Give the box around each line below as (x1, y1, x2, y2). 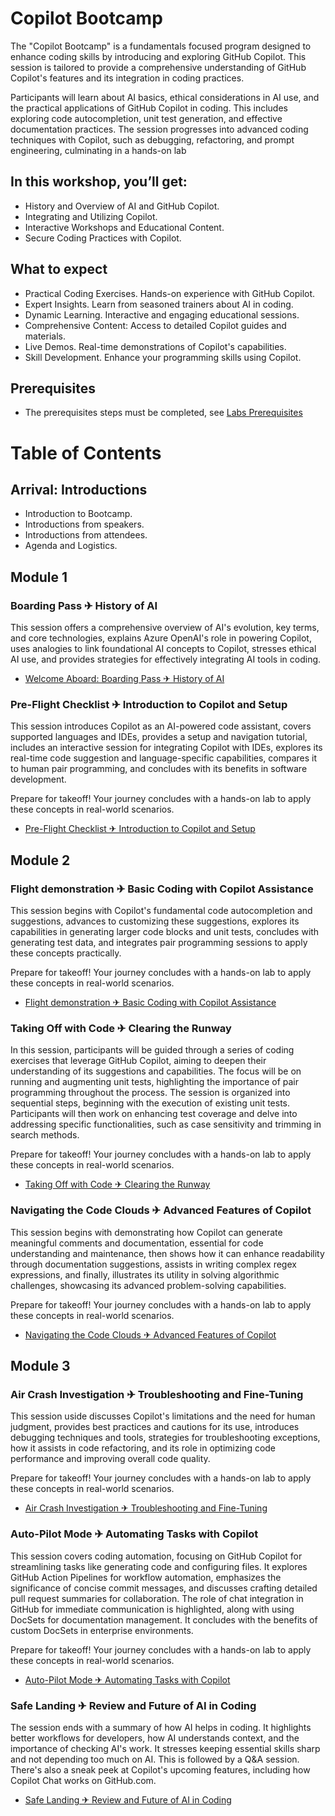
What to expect (10, 261, 108, 278)
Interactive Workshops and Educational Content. (24, 221, 225, 233)
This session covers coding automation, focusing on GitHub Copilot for (10, 1550, 303, 1562)
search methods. (10, 1129, 80, 1141)
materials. (24, 330, 66, 342)
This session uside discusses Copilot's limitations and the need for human (10, 1410, 316, 1422)
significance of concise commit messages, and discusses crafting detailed (10, 1582, 318, 1594)
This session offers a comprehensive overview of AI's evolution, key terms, (10, 622, 320, 634)
